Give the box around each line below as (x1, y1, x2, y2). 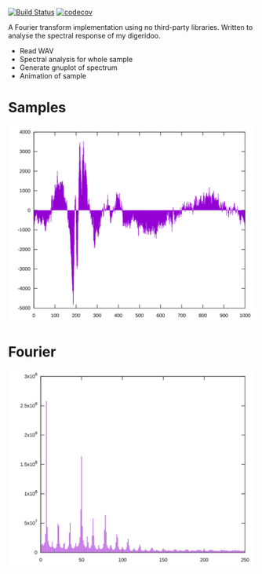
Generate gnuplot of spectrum (19, 63, 118, 72)
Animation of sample (19, 71, 86, 80)
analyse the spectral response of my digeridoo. (8, 31, 161, 40)
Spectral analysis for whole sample (19, 55, 133, 64)
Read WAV (19, 46, 54, 55)
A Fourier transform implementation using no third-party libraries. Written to (8, 23, 253, 31)
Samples (8, 99, 67, 117)
